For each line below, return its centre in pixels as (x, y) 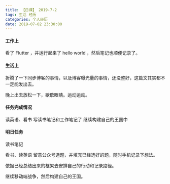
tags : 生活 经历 (21, 15)
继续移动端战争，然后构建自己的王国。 (45, 176)
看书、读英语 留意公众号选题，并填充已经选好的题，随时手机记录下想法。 (81, 155)
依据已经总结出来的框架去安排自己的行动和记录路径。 (61, 166)
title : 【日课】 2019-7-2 (31, 10)
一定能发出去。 (21, 84)
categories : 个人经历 (27, 19)
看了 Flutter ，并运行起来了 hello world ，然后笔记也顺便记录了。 (73, 53)
